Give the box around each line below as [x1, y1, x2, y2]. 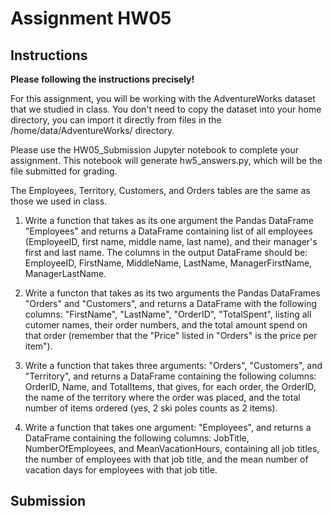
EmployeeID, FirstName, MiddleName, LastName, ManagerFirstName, [24, 257, 313, 269]
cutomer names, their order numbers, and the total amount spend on [24, 319, 308, 331]
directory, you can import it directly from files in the [10, 114, 222, 126]
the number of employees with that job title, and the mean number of [24, 453, 309, 465]
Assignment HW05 [10, 7, 172, 30]
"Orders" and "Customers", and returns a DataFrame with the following [24, 298, 318, 309]
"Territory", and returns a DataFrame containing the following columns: [24, 370, 317, 382]
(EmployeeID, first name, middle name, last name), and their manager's [24, 236, 318, 247]
